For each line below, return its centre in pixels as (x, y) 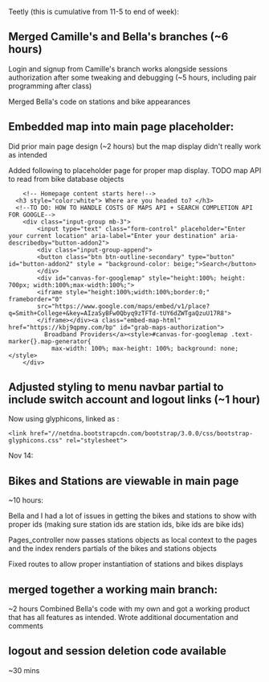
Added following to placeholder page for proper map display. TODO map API (135, 170)
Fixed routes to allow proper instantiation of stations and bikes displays (126, 564)
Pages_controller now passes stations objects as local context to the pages (133, 540)
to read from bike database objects (66, 179)
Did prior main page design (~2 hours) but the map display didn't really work (135, 146)
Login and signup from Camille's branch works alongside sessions (118, 68)
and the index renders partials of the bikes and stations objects (112, 548)
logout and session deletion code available (117, 651)
